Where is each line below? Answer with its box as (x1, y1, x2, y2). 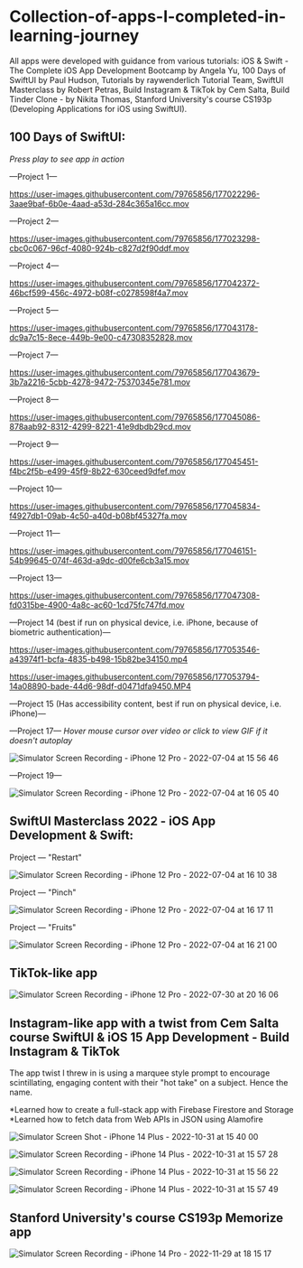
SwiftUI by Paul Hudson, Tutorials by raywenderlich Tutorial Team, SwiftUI (9, 74, 284, 85)
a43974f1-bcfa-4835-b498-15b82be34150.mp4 (9, 653, 188, 665)
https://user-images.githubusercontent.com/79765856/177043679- (9, 367, 260, 378)
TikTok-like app (9, 965, 97, 981)
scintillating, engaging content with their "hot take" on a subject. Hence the (9, 1077, 289, 1088)
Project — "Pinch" (9, 887, 77, 898)
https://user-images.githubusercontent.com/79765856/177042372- (9, 277, 260, 288)
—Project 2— (9, 215, 59, 227)
